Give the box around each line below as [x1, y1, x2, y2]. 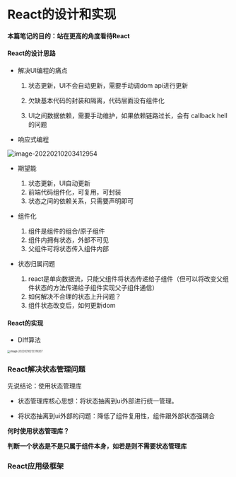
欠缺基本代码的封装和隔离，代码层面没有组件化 [28, 96, 165, 105]
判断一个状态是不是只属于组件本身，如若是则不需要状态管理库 [7, 442, 187, 450]
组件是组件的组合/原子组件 [28, 226, 105, 235]
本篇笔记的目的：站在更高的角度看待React [7, 31, 130, 40]
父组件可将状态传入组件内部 [28, 244, 110, 253]
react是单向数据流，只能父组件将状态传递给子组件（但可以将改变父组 [28, 274, 230, 283]
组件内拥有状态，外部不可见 [28, 235, 110, 244]
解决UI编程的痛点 [17, 66, 68, 74]
